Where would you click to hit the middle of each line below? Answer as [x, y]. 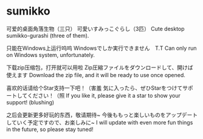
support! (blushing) [30, 102]
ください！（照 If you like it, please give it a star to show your [104, 95]
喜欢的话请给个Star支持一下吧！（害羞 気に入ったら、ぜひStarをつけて [95, 88]
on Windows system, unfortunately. [51, 55]
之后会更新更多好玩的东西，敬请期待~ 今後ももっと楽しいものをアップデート [102, 115]
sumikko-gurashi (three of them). [48, 35]
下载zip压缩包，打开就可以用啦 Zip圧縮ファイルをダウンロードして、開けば [100, 67]
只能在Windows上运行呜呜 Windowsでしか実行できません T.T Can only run [101, 48]
